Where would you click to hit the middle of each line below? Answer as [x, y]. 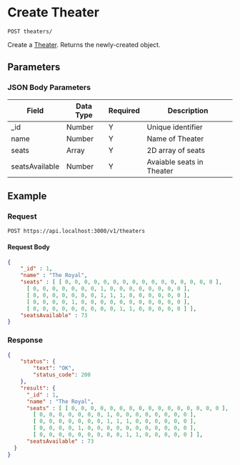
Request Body [29, 246]
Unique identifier [175, 127]
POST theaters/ [30, 31]
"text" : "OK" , [54, 369]
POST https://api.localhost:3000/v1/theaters [76, 231]
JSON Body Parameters [49, 88]
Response [25, 340]
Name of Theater [175, 139]
